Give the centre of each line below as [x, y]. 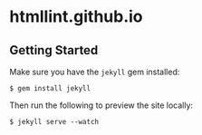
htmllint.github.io [76, 17]
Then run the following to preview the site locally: [101, 105]
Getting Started [54, 50]
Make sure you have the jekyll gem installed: [95, 72]
